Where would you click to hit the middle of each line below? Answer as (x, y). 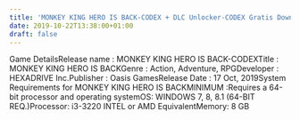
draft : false (33, 34)
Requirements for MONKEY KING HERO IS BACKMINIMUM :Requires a (138, 88)
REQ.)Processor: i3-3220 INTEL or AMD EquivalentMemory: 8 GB (129, 107)
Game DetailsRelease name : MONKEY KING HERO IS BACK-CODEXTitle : (144, 60)
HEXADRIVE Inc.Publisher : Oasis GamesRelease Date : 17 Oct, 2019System (148, 78)
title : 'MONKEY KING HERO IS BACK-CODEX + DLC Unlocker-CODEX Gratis (142, 17)
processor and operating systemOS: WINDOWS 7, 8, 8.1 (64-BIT (138, 97)
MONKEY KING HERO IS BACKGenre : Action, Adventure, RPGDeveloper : (144, 68)
